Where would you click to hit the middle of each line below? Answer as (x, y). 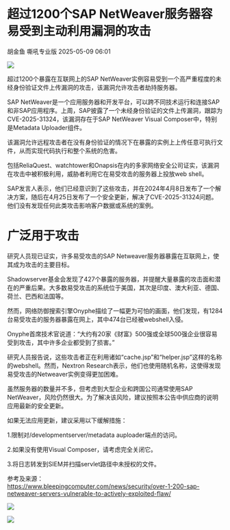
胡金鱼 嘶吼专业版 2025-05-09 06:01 (59, 51)
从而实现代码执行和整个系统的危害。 (70, 151)
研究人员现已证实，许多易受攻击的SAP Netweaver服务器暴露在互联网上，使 (113, 256)
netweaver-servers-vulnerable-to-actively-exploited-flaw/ (89, 493)
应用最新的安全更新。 (37, 405)
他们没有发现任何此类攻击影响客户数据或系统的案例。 (82, 205)
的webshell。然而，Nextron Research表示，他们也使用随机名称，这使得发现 (114, 365)
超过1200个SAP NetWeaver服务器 (104, 14)
